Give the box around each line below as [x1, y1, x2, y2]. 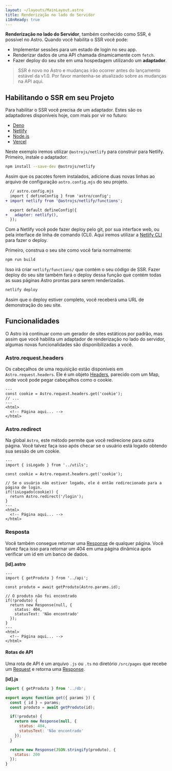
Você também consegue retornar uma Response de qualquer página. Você [5, 540, 163, 546]
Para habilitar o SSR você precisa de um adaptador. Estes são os [5, 107, 142, 113]
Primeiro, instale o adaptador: [5, 154, 68, 160]
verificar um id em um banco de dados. [5, 551, 89, 557]
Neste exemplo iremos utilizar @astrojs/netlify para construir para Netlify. [5, 148, 164, 155]
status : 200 [14, 752, 40, 757]
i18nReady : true [5, 17, 40, 22]
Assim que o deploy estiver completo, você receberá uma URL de [5, 296, 144, 303]
